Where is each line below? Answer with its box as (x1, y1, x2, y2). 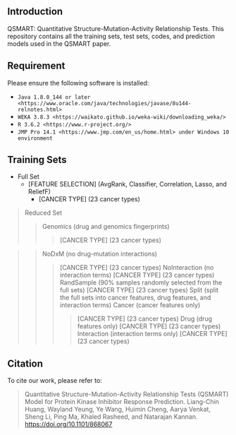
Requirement (7, 60, 66, 72)
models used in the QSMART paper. (7, 39, 111, 48)
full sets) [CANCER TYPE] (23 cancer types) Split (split (59, 286, 219, 294)
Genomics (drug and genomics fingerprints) (42, 222, 170, 231)
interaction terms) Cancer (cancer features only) (59, 301, 201, 309)
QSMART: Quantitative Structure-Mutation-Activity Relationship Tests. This (7, 24, 224, 32)
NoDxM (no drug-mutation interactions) (42, 250, 157, 258)
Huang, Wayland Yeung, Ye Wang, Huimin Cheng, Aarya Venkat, (24, 405, 211, 414)
